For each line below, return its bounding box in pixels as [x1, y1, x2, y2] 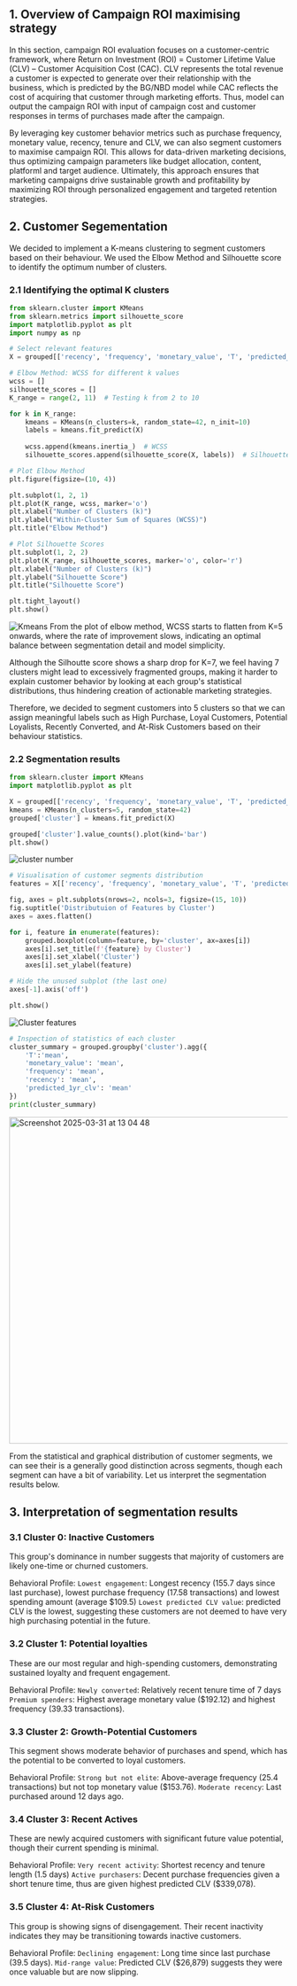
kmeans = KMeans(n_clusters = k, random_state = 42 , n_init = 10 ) [25, 417, 251, 426]
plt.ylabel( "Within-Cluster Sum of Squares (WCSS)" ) [9, 516, 208, 525]
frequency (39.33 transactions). [9, 1703, 126, 1714]
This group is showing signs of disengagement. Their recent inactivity [9, 1920, 263, 1931]
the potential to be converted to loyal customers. [9, 1755, 187, 1765]
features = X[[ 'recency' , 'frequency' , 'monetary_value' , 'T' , [9, 879, 247, 889]
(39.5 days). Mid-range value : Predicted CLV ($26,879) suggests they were [9, 1957, 283, 1967]
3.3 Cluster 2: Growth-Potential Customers [9, 1725, 197, 1738]
